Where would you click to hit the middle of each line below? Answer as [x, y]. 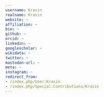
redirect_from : [21, 77]
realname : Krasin [24, 15]
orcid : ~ [15, 39]
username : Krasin [24, 10]
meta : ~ [14, 67]
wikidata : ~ [18, 53]
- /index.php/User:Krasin [33, 82]
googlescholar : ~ [24, 48]
